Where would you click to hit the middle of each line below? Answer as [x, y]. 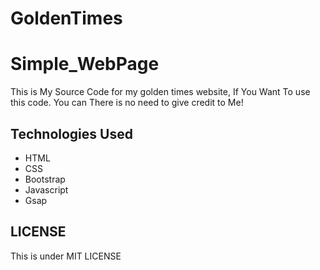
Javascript [46, 189]
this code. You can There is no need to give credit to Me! [127, 103]
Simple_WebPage [85, 64]
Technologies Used [71, 133]
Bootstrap [45, 179]
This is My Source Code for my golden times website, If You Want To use [160, 92]
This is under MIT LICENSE [66, 256]
